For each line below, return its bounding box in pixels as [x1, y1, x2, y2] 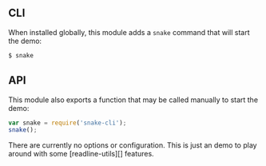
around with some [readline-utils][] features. [8, 149, 154, 159]
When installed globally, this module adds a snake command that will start [8, 27, 250, 37]
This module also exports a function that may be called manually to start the [8, 95, 258, 105]
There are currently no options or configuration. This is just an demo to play [8, 140, 257, 150]
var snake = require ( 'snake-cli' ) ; [8, 119, 127, 127]
